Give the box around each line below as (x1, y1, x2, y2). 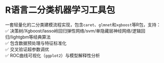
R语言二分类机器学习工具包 (5, 4, 115, 16)
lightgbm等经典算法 (11, 34, 51, 40)
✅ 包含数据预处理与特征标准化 (5, 40, 67, 46)
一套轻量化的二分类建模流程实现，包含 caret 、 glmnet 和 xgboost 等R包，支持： (5, 22, 161, 28)
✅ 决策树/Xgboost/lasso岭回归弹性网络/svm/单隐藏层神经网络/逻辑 (5, 28, 141, 33)
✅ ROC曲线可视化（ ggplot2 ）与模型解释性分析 (5, 52, 100, 58)
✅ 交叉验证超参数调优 (5, 46, 50, 52)
